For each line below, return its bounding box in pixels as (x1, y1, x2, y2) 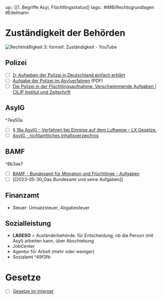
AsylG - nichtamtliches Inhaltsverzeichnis (12, 132, 99, 138)
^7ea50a (5, 117, 23, 123)
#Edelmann (5, 10, 29, 16)
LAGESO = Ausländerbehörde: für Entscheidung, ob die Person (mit (12, 232, 154, 238)
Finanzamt (5, 191, 39, 200)
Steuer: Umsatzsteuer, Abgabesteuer (12, 204, 90, 211)
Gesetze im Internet (12, 288, 54, 294)
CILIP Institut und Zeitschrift (12, 89, 71, 95)
